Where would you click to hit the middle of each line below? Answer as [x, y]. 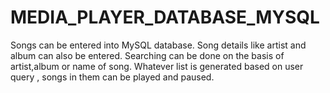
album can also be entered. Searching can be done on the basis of [147, 55]
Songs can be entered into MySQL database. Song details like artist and [158, 45]
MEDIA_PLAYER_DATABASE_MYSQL [165, 17]
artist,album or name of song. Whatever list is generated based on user [157, 66]
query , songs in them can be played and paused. [112, 77]
